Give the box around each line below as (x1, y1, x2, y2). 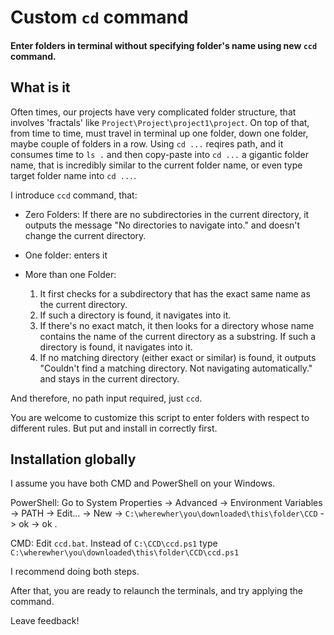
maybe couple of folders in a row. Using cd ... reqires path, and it (10, 137, 284, 150)
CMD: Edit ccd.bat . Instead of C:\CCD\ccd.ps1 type (10, 537, 218, 550)
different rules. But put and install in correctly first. (10, 422, 218, 434)
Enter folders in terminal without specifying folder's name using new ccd (10, 39, 318, 51)
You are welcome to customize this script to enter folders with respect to (10, 411, 310, 423)
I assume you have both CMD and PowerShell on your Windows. (10, 477, 276, 490)
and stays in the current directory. (39, 372, 180, 385)
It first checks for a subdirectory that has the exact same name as (39, 287, 311, 300)
